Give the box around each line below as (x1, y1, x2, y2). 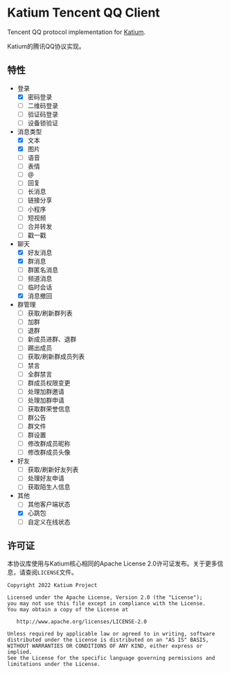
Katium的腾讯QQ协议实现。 (7, 42, 85, 50)
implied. (7, 649, 33, 656)
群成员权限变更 (27, 378, 71, 387)
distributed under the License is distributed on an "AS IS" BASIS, (7, 636, 209, 644)
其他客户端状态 (27, 500, 71, 509)
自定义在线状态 (27, 518, 71, 526)
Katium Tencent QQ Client (7, 5, 161, 21)
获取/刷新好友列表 (27, 466, 79, 474)
